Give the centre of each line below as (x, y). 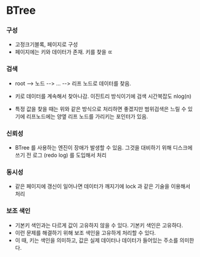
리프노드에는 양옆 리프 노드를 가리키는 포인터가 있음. (87, 116)
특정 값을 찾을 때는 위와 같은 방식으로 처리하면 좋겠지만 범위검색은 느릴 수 (101, 109)
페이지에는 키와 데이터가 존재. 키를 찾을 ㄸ (64, 52)
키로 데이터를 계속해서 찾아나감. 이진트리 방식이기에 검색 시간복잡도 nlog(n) (103, 96)
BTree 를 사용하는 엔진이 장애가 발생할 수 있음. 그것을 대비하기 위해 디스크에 (104, 148)
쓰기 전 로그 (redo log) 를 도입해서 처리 (61, 155)
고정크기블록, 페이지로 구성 (46, 44)
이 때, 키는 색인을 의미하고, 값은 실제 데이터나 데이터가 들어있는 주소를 (96, 240)
